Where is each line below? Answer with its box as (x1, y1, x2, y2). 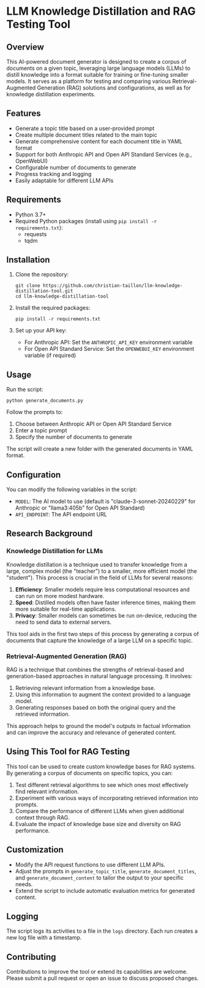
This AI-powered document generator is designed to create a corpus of (6, 58, 187, 65)
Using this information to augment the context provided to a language (15, 691, 191, 699)
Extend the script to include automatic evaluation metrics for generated (15, 887, 195, 894)
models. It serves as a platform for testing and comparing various (6, 78, 171, 85)
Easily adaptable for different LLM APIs (15, 177, 114, 184)
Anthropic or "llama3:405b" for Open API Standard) (15, 504, 145, 511)
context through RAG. (15, 814, 70, 821)
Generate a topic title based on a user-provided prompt (15, 124, 155, 132)
